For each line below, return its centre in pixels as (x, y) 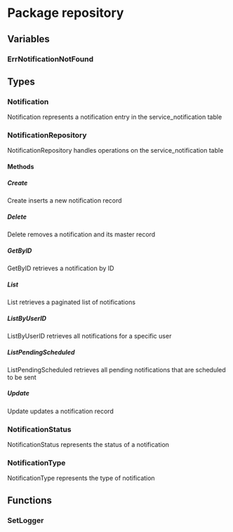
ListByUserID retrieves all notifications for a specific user (89, 336)
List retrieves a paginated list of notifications (71, 302)
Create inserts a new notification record (65, 201)
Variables (29, 39)
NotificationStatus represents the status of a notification (88, 445)
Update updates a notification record (60, 411)
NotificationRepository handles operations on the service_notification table (115, 151)
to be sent (22, 377)
